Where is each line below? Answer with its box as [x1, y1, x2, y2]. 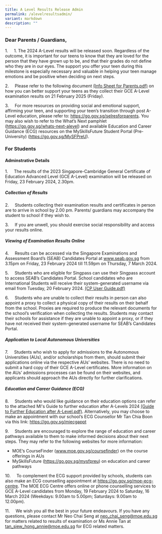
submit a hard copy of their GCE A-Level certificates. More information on [5, 364, 152, 370]
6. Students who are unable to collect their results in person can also [5, 294, 147, 301]
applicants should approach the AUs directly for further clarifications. [5, 374, 144, 381]
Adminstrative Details [5, 158, 50, 163]
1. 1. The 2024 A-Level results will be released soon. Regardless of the [5, 48, 150, 53]
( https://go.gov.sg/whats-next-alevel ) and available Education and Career [5, 123, 152, 129]
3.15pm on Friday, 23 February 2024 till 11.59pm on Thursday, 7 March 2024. [5, 260, 158, 266]
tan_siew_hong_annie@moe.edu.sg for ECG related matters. [5, 523, 125, 529]
